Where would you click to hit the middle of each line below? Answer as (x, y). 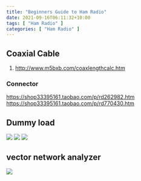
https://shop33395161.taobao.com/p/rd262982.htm (70, 97)
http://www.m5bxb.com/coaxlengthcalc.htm (70, 68)
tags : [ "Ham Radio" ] (35, 23)
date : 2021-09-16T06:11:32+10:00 (48, 18)
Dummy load (31, 122)
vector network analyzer (54, 157)
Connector (22, 84)
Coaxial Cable (33, 53)
